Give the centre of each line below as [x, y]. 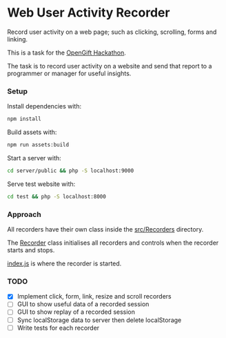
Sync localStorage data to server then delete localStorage [99, 320]
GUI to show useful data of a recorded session [83, 304]
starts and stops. [31, 250]
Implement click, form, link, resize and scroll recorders [94, 297]
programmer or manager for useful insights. [69, 73]
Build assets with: [32, 132]
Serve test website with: [41, 184]
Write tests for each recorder [58, 328]
